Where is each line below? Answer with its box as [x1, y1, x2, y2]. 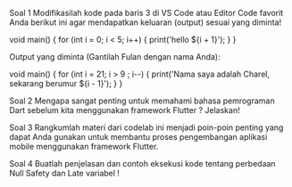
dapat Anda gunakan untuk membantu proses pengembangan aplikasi [9, 132, 268, 142]
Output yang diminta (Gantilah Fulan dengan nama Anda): [9, 52, 221, 61]
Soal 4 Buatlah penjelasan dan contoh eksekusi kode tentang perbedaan [9, 159, 276, 168]
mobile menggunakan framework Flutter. [9, 142, 159, 151]
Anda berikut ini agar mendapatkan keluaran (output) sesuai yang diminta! [9, 17, 282, 28]
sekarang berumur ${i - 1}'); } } [9, 78, 123, 88]
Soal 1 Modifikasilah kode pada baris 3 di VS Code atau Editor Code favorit [9, 8, 284, 18]
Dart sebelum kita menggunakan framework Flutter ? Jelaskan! [9, 105, 240, 115]
